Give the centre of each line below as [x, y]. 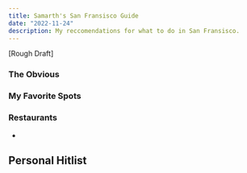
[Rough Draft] [31, 54]
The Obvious [34, 75]
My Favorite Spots [45, 96]
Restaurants [33, 117]
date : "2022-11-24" [41, 23]
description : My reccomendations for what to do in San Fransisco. [124, 31]
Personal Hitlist [48, 161]
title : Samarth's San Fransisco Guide [73, 16]
